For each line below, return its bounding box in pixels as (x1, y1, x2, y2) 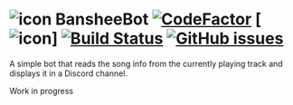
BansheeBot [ (55, 9, 262, 30)
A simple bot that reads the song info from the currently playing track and (9, 58, 283, 69)
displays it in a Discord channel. (9, 68, 128, 79)
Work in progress (9, 85, 74, 96)
